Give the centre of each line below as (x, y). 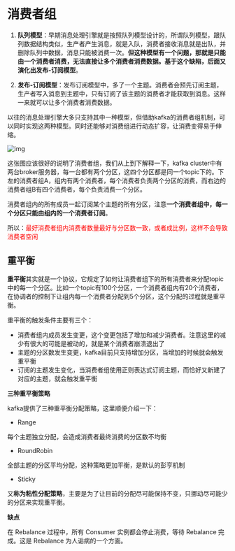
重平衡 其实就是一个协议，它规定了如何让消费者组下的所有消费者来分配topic (115, 279)
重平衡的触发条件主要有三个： (50, 320)
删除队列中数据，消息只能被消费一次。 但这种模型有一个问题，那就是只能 (121, 52)
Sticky (27, 479)
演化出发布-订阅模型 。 (50, 70)
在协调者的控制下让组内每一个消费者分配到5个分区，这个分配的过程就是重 (113, 296)
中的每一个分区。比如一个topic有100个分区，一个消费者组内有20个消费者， (115, 287)
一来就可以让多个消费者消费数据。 (66, 102)
